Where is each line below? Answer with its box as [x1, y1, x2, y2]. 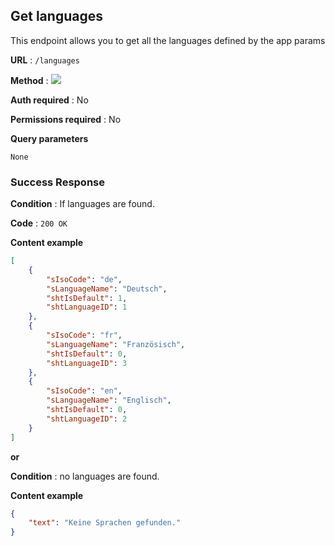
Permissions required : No [10, 113, 122, 125]
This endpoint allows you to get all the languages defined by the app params [10, 34, 326, 46]
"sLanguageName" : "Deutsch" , [46, 284, 168, 294]
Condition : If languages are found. [10, 198, 155, 210]
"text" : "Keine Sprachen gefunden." [28, 518, 182, 528]
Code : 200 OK [10, 217, 68, 229]
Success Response [10, 175, 105, 189]
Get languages [10, 8, 103, 25]
